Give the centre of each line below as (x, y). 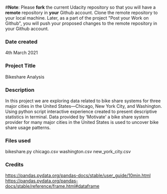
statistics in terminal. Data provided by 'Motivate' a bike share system (77, 117)
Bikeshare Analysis (25, 77)
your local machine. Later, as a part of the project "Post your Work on (77, 18)
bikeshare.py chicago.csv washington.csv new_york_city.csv (68, 152)
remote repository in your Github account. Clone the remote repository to (81, 13)
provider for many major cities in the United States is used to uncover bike (82, 122)
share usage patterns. (28, 127)
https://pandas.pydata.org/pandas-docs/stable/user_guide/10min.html (78, 175)
